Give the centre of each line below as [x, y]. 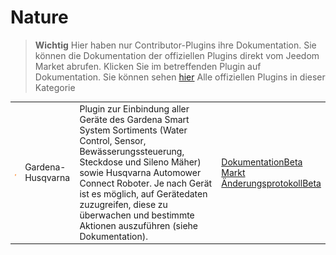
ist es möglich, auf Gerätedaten [143, 193]
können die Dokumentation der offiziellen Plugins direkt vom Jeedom [177, 55]
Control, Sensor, [113, 140]
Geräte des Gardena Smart [134, 119]
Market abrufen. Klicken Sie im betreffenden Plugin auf [148, 66]
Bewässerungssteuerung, [132, 151]
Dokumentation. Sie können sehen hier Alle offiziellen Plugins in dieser [180, 77]
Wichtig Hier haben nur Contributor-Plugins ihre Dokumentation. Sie [175, 45]
